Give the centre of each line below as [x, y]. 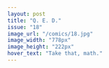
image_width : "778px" [39, 40]
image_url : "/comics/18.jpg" [50, 34]
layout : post [27, 14]
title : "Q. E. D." [34, 21]
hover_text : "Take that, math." [55, 54]
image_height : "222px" [41, 47]
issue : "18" [25, 27]
